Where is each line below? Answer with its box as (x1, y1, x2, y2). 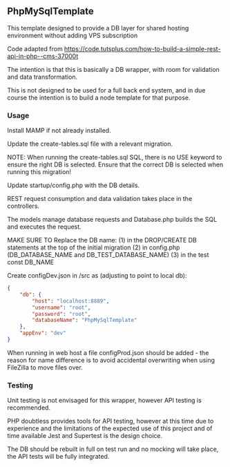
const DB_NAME (7, 258, 54, 267)
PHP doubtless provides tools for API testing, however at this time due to (7, 417, 214, 426)
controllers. (7, 202, 40, 210)
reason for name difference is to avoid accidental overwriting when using (7, 356, 215, 364)
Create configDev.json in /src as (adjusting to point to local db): (7, 271, 187, 280)
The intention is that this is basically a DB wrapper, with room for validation (7, 65, 220, 73)
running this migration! (7, 168, 71, 176)
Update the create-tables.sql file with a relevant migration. (7, 140, 173, 148)
